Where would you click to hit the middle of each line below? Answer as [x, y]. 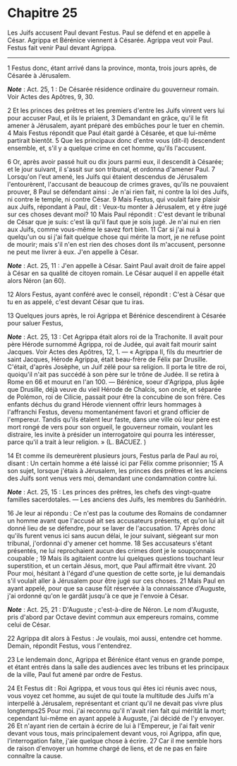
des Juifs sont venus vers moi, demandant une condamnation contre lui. [112, 478]
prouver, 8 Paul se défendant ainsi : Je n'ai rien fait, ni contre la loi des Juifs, [118, 192]
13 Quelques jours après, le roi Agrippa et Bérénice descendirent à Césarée [117, 315]
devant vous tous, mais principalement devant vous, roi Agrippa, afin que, [115, 733]
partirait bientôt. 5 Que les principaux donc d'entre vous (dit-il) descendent [116, 140]
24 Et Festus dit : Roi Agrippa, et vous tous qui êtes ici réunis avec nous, [112, 688]
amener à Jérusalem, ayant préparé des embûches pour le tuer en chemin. [116, 125]
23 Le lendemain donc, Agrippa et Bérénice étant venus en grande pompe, [116, 659]
